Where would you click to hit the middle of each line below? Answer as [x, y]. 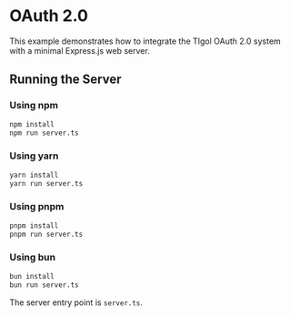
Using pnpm [37, 207]
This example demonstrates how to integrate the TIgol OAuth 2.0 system [145, 41]
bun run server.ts [44, 285]
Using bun [33, 258]
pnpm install [34, 225]
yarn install [34, 175]
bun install [32, 276]
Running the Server [65, 80]
